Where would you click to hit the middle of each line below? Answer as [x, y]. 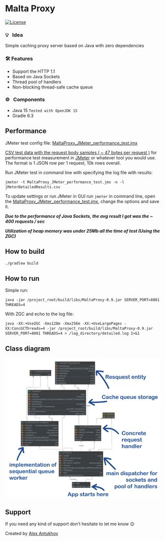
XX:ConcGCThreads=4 [25, 329]
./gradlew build [22, 264]
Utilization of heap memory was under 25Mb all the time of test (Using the [82, 231]
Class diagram [28, 348]
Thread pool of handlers [37, 82]
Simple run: [17, 290]
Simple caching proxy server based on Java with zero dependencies [75, 46]
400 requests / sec [25, 221]
